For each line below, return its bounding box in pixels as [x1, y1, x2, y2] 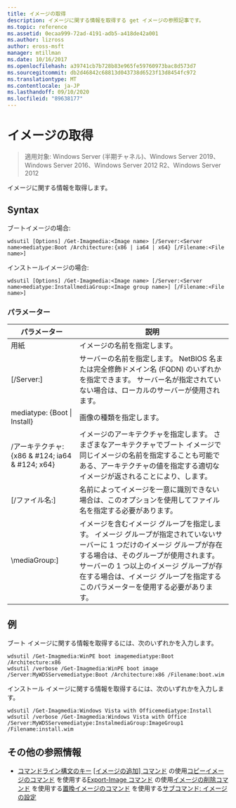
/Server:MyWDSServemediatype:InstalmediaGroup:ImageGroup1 [7, 719, 184, 726]
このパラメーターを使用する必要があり [79, 582, 206, 592]
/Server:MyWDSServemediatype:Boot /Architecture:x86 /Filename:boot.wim [7, 671, 225, 678]
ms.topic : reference [7, 23, 68, 30]
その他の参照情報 [7, 746, 81, 759]
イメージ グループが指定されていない [94, 530, 216, 540]
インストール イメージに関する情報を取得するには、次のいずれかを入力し [7, 684, 218, 693]
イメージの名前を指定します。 [79, 341, 178, 351]
